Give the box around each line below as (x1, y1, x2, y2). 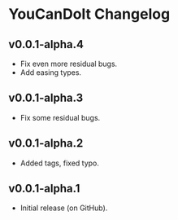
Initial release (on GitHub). (20, 203, 108, 213)
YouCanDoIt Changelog (8, 5, 171, 24)
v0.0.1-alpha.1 (8, 182, 80, 196)
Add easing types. (20, 68, 82, 77)
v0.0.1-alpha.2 (8, 136, 84, 151)
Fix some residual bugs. (20, 112, 101, 122)
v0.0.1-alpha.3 (8, 91, 84, 105)
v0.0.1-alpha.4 (8, 37, 84, 51)
